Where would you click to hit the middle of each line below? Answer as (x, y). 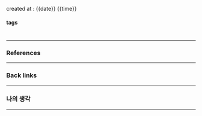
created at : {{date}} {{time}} (41, 9)
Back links (22, 75)
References (23, 53)
